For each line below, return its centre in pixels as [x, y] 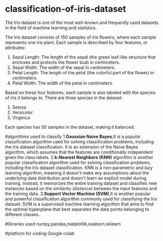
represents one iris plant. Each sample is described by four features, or [76, 42]
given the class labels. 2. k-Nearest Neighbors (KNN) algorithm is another [79, 157]
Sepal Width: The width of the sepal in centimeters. [64, 67]
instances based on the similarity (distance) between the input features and [81, 188]
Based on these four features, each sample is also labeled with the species [80, 92]
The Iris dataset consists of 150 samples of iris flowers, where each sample [81, 37]
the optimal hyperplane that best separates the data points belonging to [77, 209]
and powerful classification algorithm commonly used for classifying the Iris [81, 198]
